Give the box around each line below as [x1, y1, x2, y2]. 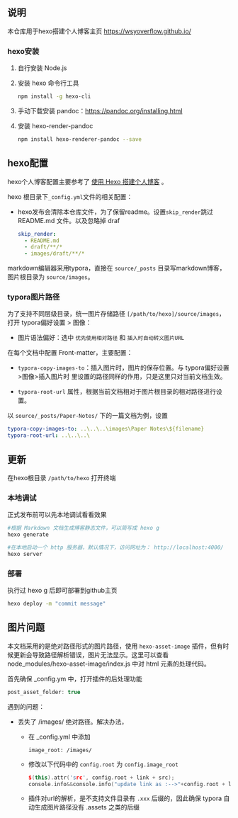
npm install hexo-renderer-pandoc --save [17, 135, 142, 143]
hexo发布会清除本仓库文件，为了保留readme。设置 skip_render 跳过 [17, 208, 214, 216]
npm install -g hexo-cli [17, 93, 91, 101]
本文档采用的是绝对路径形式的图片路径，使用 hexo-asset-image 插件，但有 [7, 642, 223, 650]
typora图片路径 [7, 292, 60, 302]
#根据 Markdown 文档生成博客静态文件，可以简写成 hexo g [7, 525, 159, 532]
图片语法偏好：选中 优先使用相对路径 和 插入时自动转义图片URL [17, 334, 185, 342]
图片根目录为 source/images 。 [7, 273, 94, 281]
